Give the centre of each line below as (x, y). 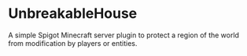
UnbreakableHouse (73, 14)
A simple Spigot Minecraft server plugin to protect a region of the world (124, 35)
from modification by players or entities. (73, 43)
